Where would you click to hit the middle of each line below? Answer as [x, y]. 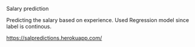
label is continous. [29, 26]
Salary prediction [28, 9]
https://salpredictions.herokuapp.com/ [54, 38]
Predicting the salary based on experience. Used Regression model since [98, 20]
